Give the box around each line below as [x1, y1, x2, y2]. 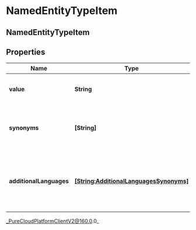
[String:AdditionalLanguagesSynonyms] [74, 177, 189, 185]
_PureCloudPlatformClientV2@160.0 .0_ [6, 218, 99, 225]
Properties [6, 47, 45, 57]
